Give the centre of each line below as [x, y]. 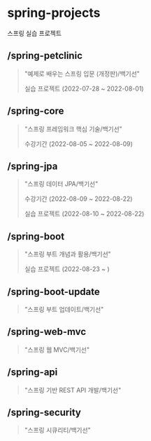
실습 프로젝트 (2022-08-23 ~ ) [67, 269]
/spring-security [44, 413]
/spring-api [33, 373]
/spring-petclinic [45, 56]
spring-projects [54, 13]
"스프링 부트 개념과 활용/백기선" [68, 254]
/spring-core [36, 111]
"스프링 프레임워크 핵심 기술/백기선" [73, 129]
